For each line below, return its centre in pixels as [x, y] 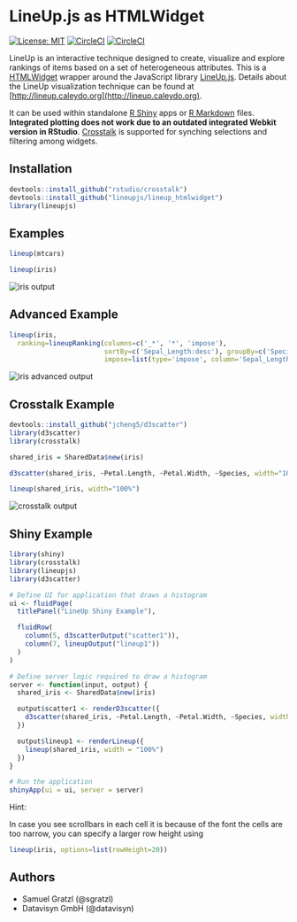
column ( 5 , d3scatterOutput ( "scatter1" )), [102, 636]
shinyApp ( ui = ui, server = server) [76, 790]
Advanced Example [64, 315]
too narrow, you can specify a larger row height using [107, 833]
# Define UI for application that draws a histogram [108, 595]
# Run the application [51, 782]
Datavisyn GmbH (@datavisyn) [78, 908]
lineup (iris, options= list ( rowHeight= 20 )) [88, 850]
